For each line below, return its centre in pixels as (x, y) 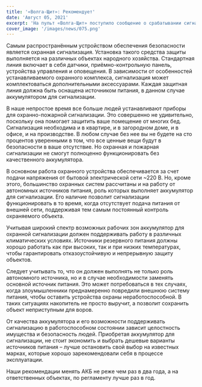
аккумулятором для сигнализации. (51, 97)
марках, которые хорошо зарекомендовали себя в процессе (85, 353)
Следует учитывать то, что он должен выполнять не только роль (90, 271)
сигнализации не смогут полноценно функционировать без (83, 153)
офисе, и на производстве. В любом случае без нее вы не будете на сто (99, 134)
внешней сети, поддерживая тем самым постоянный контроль (87, 210)
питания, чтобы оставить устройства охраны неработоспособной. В (94, 297)
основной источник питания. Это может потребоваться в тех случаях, (97, 284)
